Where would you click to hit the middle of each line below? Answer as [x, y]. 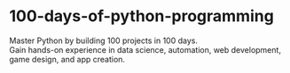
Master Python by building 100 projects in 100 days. [103, 40]
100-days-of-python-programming [142, 16]
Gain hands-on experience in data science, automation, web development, [145, 49]
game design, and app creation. [67, 59]
